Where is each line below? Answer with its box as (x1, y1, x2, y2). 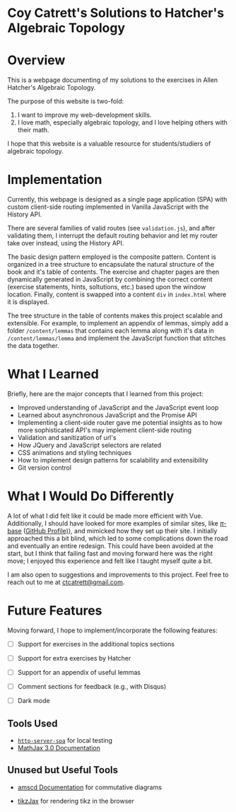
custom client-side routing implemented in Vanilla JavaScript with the (7, 203, 209, 211)
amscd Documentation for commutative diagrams (17, 783, 163, 791)
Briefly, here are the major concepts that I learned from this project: (7, 390, 203, 398)
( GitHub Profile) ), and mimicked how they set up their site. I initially (23, 526, 218, 535)
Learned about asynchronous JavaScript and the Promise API (17, 411, 197, 419)
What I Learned (7, 366, 99, 383)
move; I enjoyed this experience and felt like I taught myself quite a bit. (7, 557, 213, 565)
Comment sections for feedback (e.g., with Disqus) (17, 683, 167, 691)
